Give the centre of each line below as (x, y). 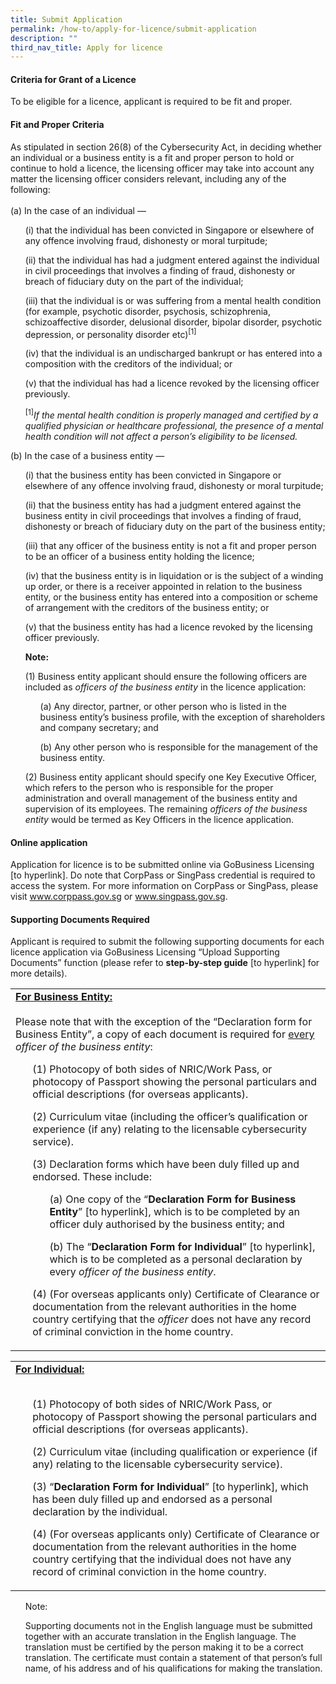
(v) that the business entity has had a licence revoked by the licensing (168, 627)
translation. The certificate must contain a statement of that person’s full (173, 1658)
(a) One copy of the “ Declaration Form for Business (173, 1199)
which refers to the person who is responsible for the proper (149, 787)
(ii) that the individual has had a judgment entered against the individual (172, 260)
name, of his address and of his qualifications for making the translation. (173, 1668)
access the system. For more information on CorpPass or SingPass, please (164, 886)
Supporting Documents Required (80, 919)
